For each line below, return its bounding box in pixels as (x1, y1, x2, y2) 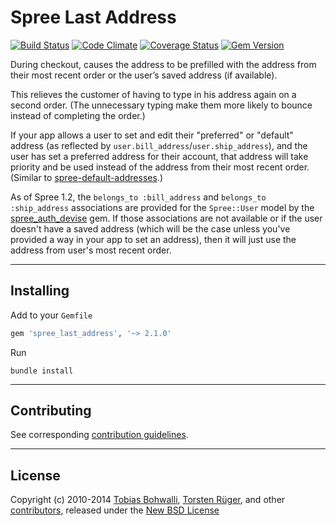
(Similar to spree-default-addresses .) (10, 171, 163, 183)
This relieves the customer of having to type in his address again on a (10, 88, 297, 100)
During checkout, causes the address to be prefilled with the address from (10, 58, 317, 70)
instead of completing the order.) (10, 109, 146, 121)
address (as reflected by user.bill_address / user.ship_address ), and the (10, 139, 308, 151)
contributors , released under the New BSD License (10, 504, 220, 516)
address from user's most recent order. (10, 244, 172, 256)
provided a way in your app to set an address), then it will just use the (10, 233, 297, 245)
